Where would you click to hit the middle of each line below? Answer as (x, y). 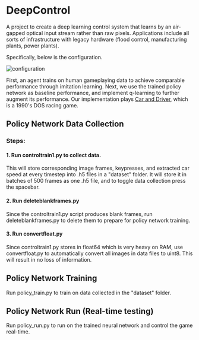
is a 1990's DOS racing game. (42, 105)
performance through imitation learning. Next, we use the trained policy (94, 86)
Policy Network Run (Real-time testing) (80, 311)
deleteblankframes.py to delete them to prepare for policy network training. (98, 220)
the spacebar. (23, 187)
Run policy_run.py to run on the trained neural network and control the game (99, 325)
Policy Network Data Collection (65, 124)
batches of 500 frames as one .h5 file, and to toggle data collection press (96, 181)
